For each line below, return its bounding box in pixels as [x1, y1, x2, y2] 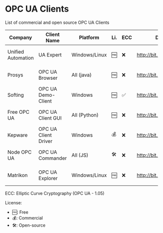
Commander [38, 155, 67, 161]
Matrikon [7, 172, 28, 179]
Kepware [7, 131, 28, 138]
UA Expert [38, 51, 62, 58]
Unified [7, 48, 24, 55]
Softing [7, 91, 24, 98]
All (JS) [71, 152, 89, 159]
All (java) [71, 72, 92, 78]
